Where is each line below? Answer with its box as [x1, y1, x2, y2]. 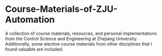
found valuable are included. [5, 46, 63, 52]
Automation [5, 14, 55, 25]
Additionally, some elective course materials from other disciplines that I [5, 41, 153, 47]
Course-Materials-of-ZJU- [5, 3, 118, 15]
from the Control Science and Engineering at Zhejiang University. [5, 36, 138, 42]
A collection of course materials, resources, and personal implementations [5, 30, 157, 36]
